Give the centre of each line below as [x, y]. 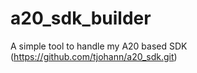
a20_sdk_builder [81, 18]
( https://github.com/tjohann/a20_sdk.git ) [94, 56]
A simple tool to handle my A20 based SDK [99, 46]
